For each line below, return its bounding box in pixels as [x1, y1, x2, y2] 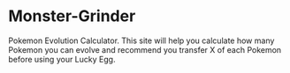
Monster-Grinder [8, 6, 136, 26]
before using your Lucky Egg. [8, 54, 116, 64]
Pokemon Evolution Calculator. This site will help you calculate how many [8, 35, 275, 46]
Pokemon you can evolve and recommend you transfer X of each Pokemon [8, 44, 282, 55]
